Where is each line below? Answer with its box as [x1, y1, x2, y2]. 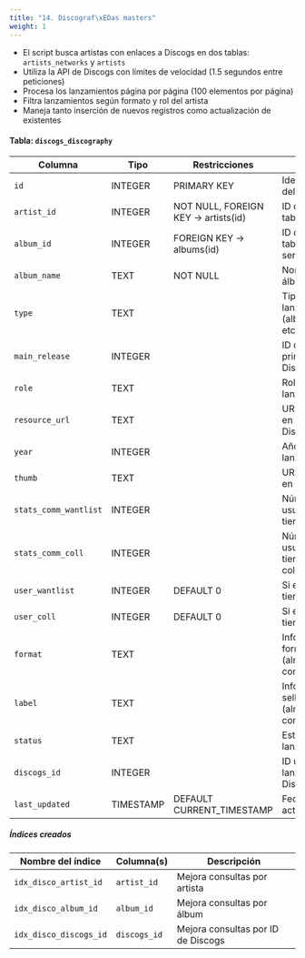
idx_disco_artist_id [14, 877, 103, 887]
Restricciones [192, 158, 254, 171]
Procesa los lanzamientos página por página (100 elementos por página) [22, 86, 294, 96]
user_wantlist [14, 585, 75, 596]
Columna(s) [115, 854, 168, 867]
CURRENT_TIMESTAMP [173, 803, 274, 816]
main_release [14, 351, 71, 361]
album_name [14, 270, 61, 280]
